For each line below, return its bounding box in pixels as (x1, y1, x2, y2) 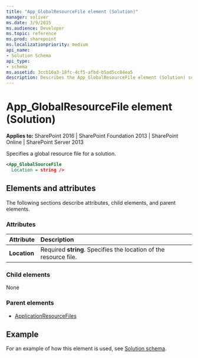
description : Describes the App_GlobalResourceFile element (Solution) (6, 75, 186, 80)
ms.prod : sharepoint (6, 36, 57, 42)
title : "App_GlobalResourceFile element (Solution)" (6, 8, 138, 15)
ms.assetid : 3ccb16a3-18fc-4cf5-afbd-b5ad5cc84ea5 (6, 69, 133, 75)
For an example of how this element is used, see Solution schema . (6, 345, 167, 352)
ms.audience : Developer (6, 25, 65, 31)
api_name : (6, 47, 31, 53)
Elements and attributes (6, 183, 96, 193)
